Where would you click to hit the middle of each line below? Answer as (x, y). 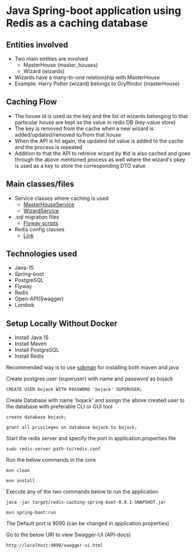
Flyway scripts (41, 223)
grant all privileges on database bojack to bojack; (72, 428)
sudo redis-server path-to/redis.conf (53, 449)
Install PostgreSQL (37, 350)
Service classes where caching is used (61, 198)
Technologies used (42, 254)
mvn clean (18, 471)
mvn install (20, 481)
